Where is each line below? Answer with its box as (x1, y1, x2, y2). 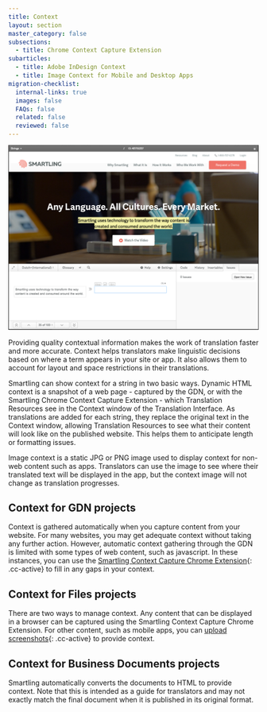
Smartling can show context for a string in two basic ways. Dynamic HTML (8, 378, 253, 388)
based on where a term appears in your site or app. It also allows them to (8, 354, 248, 364)
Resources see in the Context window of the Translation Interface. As (8, 404, 236, 413)
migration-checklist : (8, 79, 80, 87)
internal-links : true (15, 88, 87, 96)
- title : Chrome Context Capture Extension (15, 46, 161, 55)
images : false (15, 96, 62, 105)
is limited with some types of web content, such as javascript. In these (8, 548, 238, 557)
